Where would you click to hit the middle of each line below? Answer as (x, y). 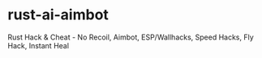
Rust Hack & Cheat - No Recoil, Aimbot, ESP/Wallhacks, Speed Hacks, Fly (131, 37)
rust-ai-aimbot (58, 15)
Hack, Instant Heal (39, 45)
